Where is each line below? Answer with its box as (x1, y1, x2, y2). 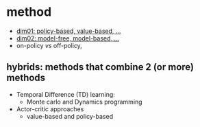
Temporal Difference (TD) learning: (16, 90, 116, 98)
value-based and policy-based (26, 112, 114, 120)
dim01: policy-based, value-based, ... (16, 27, 121, 35)
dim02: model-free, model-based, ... (16, 34, 120, 42)
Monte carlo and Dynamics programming (26, 97, 142, 106)
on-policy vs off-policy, (16, 41, 83, 49)
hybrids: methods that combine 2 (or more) (6, 61, 195, 73)
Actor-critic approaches (16, 104, 84, 113)
